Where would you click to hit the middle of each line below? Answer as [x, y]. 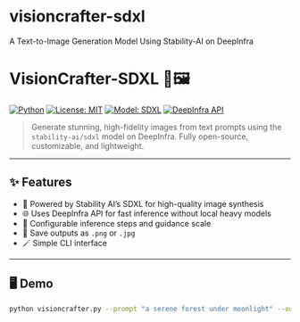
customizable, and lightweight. [87, 145]
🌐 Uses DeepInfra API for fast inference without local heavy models [147, 213]
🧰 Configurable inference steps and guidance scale [117, 223]
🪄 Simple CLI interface [65, 243]
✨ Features [41, 182]
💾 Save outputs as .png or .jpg [79, 233]
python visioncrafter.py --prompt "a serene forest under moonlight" [142, 309]
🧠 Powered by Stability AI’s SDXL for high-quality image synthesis [143, 203]
